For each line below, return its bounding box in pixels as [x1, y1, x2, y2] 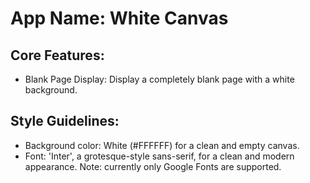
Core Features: [10, 47, 105, 64]
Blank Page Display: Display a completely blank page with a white [24, 73, 295, 85]
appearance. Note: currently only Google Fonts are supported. [24, 160, 282, 172]
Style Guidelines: [10, 113, 120, 130]
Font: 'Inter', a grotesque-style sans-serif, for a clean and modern [24, 150, 295, 162]
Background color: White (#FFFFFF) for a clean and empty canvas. [24, 139, 300, 151]
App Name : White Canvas [10, 7, 229, 30]
